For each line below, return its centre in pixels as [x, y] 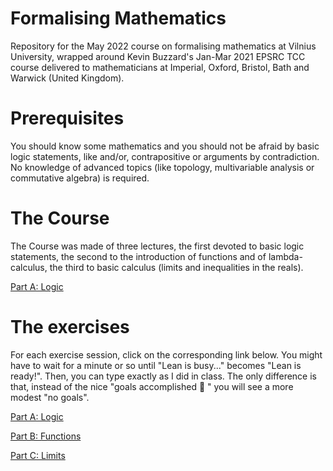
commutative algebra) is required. [80, 178]
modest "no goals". [50, 397]
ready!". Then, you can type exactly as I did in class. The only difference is [163, 376]
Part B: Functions [46, 436]
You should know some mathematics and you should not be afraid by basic [165, 146]
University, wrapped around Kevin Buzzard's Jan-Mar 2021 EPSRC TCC [158, 56]
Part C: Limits [38, 455]
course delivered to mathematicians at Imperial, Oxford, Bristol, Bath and [160, 67]
